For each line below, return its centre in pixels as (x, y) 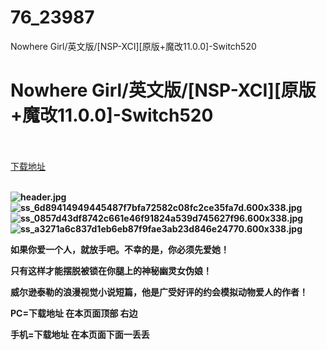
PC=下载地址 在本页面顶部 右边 (74, 313)
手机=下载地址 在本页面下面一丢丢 (80, 334)
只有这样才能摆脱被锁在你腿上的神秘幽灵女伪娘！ (111, 270)
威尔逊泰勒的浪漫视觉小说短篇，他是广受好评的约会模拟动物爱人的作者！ (159, 292)
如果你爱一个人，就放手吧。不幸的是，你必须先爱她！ (120, 249)
